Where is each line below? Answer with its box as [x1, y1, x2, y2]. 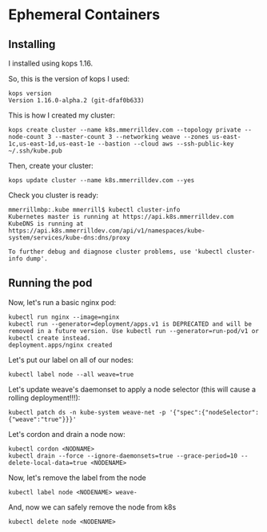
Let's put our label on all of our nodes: [8, 355, 134, 364]
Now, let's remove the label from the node [8, 473, 146, 482]
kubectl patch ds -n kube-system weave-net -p [8, 408, 166, 416]
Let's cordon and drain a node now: [8, 429, 126, 439]
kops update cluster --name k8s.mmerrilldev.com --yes [8, 177, 195, 185]
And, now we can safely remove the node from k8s [8, 502, 177, 512]
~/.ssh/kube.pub [8, 147, 62, 155]
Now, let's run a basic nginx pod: [8, 297, 117, 307]
